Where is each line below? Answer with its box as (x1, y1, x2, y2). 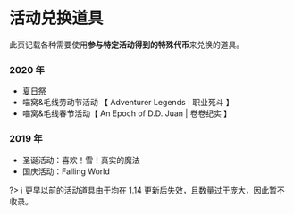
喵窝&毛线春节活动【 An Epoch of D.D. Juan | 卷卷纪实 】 (21, 108, 232, 119)
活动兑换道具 (9, 8, 105, 29)
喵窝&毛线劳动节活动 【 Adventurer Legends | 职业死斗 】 (21, 97, 234, 108)
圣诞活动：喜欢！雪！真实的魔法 (21, 154, 140, 165)
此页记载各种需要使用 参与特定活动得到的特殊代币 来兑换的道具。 (9, 39, 244, 50)
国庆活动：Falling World (21, 166, 110, 177)
